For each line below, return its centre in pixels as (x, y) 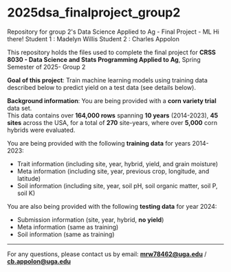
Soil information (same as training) (66, 234)
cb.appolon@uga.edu (39, 261)
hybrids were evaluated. (41, 130)
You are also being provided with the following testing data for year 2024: (112, 206)
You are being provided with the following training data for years (99, 143)
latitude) (29, 178)
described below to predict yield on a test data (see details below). (101, 87)
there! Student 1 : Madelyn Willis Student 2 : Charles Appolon (93, 38)
